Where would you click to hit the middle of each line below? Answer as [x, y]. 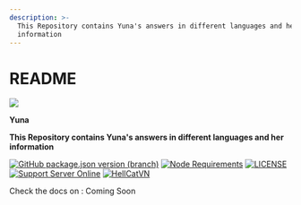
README [43, 78]
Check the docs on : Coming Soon [73, 191]
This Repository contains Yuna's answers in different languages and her [146, 137]
